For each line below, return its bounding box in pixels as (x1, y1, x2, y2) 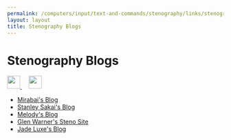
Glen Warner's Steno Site (16, 118, 89, 126)
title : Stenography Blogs (7, 23, 81, 30)
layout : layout (7, 17, 51, 23)
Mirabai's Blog (16, 96, 58, 104)
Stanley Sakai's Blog (16, 103, 76, 111)
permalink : (7, 10, 38, 17)
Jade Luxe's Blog (16, 125, 67, 133)
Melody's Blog (16, 110, 58, 119)
